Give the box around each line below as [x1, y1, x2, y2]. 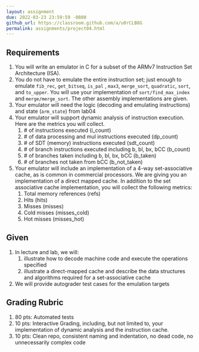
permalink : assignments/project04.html [6, 25, 105, 32]
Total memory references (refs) [23, 190, 101, 197]
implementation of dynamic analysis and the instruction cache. [14, 326, 169, 333]
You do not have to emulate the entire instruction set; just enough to [14, 76, 182, 84]
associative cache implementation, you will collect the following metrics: [14, 184, 192, 191]
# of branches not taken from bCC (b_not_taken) [23, 159, 143, 166]
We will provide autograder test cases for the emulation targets [14, 280, 170, 287]
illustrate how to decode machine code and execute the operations [23, 255, 188, 262]
